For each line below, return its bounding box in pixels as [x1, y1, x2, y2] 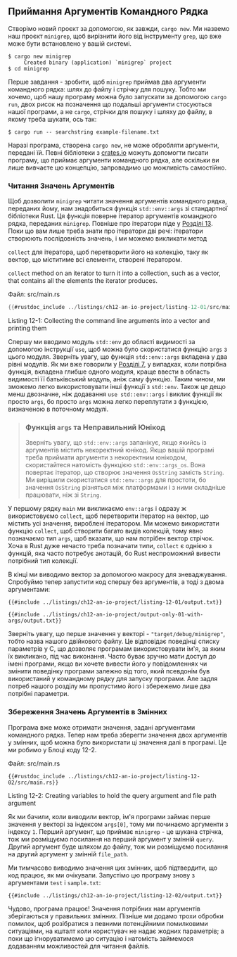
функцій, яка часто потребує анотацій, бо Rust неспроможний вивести [8, 549, 221, 558]
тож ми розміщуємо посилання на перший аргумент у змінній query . [8, 835, 214, 843]
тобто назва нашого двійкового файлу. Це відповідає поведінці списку [8, 637, 220, 646]
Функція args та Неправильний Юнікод [25, 422, 166, 432]
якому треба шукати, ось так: [8, 115, 97, 123]
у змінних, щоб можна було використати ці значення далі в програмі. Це [8, 738, 227, 747]
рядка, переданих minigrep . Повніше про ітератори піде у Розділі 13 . [8, 220, 213, 228]
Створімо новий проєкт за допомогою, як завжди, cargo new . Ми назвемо [8, 24, 230, 32]
